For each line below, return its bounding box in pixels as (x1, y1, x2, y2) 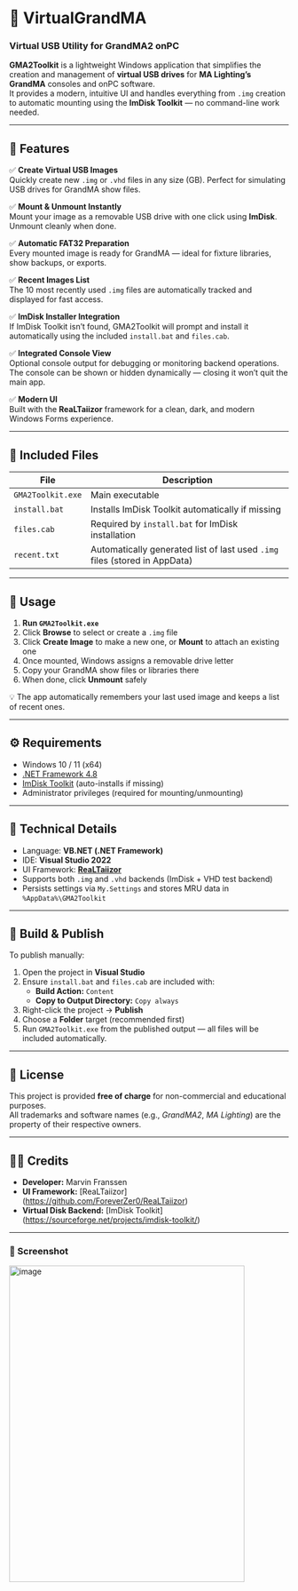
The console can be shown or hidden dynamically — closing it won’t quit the (9, 368, 288, 378)
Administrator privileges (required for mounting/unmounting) (21, 787, 244, 798)
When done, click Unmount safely (21, 674, 148, 685)
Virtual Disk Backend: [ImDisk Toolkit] (21, 1205, 163, 1215)
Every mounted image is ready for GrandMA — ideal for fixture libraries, (9, 248, 272, 259)
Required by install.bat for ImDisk (90, 518, 238, 530)
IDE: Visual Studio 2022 (21, 855, 112, 865)
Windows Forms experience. (9, 413, 114, 425)
